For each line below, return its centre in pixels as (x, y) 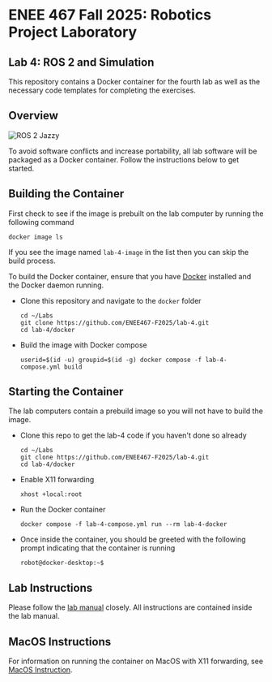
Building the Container (66, 194)
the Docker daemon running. (56, 285)
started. (21, 168)
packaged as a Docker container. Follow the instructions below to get (124, 159)
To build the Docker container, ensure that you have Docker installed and (130, 276)
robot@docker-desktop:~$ (62, 563)
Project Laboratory (73, 32)
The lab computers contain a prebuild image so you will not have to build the (136, 411)
